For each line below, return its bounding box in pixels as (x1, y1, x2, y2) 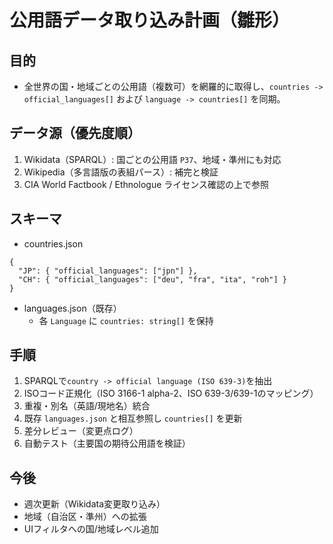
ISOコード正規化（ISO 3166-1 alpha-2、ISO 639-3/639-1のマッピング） (23, 387, 319, 400)
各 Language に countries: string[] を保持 (38, 314, 214, 326)
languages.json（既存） (23, 302, 122, 314)
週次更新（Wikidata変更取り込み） (23, 498, 166, 510)
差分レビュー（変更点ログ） (23, 425, 139, 437)
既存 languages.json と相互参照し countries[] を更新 (23, 412, 243, 425)
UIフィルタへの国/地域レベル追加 (23, 523, 159, 535)
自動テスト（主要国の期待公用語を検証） (23, 437, 191, 450)
